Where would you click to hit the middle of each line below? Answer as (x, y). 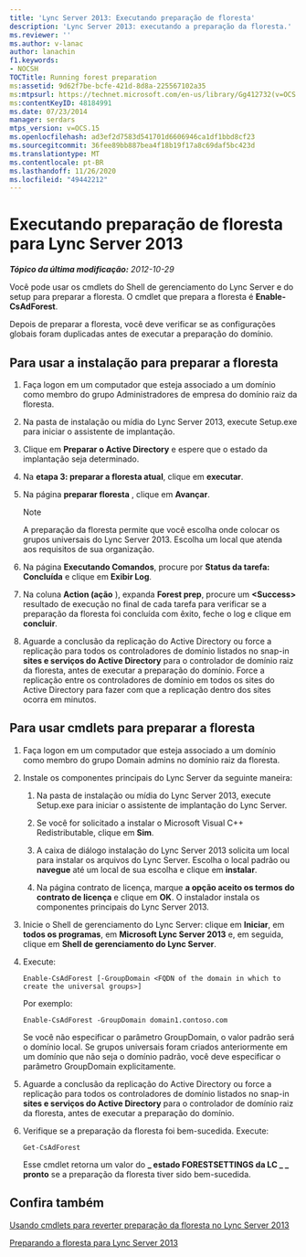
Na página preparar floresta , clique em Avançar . (116, 494)
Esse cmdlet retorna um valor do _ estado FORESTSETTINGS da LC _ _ (156, 1164)
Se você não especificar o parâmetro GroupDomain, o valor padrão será (158, 1037)
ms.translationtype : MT (55, 154)
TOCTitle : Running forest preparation (83, 78)
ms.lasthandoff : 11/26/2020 (63, 171)
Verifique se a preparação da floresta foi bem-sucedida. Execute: (146, 1131)
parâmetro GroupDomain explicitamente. (99, 1066)
